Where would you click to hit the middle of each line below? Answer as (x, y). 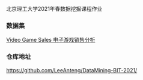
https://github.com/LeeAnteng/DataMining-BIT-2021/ (72, 70)
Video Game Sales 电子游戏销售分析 (51, 40)
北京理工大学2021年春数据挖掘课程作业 (54, 9)
